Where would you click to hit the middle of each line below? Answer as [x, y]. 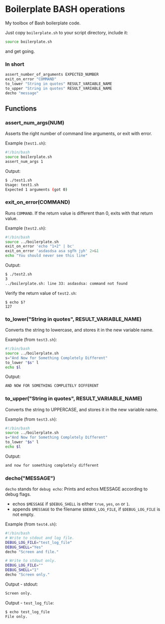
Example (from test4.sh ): [31, 524]
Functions [21, 108]
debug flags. [18, 495]
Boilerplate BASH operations [65, 9]
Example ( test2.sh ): [26, 228]
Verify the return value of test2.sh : [41, 293]
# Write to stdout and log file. [40, 538]
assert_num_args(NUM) [35, 123]
